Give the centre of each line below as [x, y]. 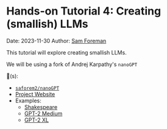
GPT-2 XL [36, 120]
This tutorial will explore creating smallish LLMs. [66, 52]
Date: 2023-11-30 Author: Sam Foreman [56, 41]
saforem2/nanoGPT [37, 88]
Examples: [28, 101]
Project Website [35, 94]
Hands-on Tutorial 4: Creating [84, 11]
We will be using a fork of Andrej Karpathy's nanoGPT [72, 64]
